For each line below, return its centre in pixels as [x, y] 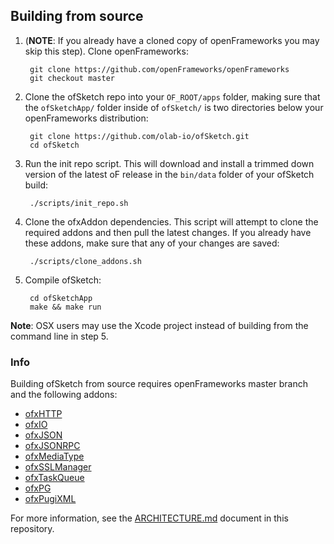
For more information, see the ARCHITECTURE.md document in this [149, 518]
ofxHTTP [43, 414]
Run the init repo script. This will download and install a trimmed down [169, 163]
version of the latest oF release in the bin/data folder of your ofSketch [169, 174]
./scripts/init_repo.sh [79, 203]
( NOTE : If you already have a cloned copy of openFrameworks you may [172, 40]
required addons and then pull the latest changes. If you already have [168, 232]
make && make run [65, 307]
